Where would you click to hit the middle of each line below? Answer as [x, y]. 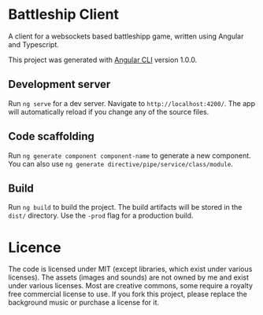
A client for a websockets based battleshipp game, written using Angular [126, 36]
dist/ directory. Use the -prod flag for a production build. [101, 216]
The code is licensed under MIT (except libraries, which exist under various [130, 269]
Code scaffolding [51, 136]
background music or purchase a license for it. [84, 302]
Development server [59, 84]
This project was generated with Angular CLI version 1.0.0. [103, 60]
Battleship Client [64, 15]
